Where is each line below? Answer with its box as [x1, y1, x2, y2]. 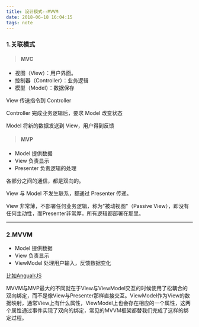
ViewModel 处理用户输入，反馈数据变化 [14, 259, 111, 267]
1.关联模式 [6, 40, 36, 49]
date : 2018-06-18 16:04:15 [6, 14, 73, 20]
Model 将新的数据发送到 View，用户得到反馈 [6, 122, 114, 129]
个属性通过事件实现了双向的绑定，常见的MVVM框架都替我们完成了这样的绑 [6, 307, 189, 314]
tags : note [6, 20, 33, 25]
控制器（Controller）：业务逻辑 [14, 76, 89, 84]
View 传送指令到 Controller [6, 97, 72, 104]
